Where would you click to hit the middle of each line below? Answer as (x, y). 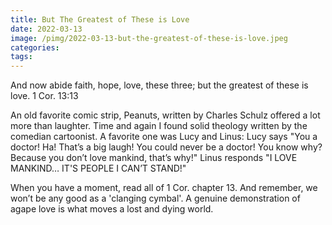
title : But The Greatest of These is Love (100, 19)
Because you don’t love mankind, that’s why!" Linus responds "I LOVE (154, 158)
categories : (35, 47)
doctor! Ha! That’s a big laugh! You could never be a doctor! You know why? (166, 147)
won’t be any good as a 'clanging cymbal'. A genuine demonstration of (155, 198)
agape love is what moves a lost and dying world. (112, 209)
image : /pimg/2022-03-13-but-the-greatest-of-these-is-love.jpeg (149, 38)
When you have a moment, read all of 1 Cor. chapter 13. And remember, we (164, 188)
